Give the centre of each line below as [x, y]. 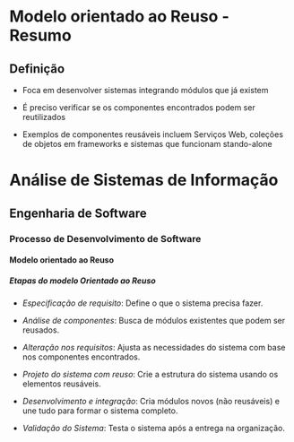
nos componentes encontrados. [81, 357]
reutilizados [43, 117]
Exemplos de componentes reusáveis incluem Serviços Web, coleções [153, 134]
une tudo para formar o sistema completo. [100, 411]
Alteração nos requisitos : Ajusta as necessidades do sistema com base [154, 348]
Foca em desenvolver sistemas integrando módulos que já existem [145, 90]
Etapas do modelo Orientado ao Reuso [83, 281]
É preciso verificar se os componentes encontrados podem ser [138, 108]
